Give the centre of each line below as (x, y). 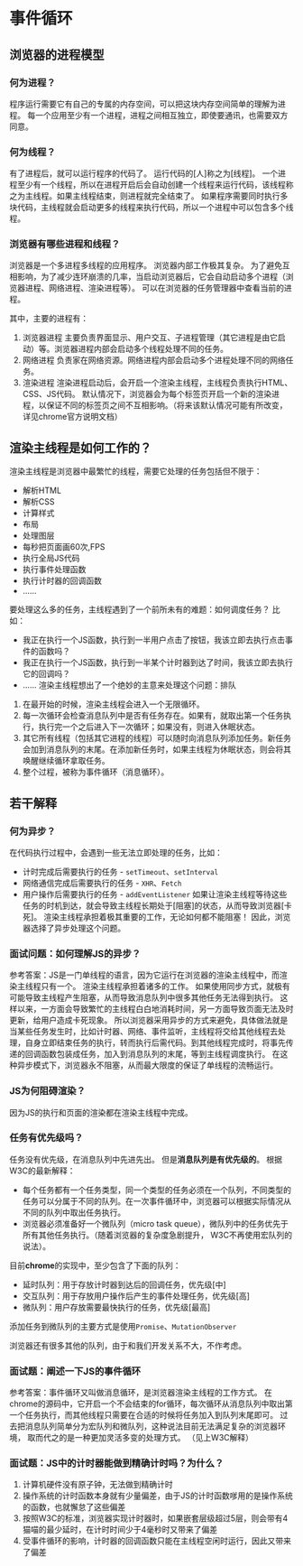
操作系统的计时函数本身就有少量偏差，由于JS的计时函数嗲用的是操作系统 (157, 1496)
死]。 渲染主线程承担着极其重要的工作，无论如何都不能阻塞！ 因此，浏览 (156, 916)
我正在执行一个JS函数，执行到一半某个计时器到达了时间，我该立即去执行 (157, 663)
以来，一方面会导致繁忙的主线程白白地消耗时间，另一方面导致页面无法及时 (155, 1009)
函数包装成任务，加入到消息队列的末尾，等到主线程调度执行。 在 (160, 1054)
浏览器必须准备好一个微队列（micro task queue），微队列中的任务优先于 (155, 1223)
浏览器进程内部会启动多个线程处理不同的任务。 (141, 349)
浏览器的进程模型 (57, 55)
